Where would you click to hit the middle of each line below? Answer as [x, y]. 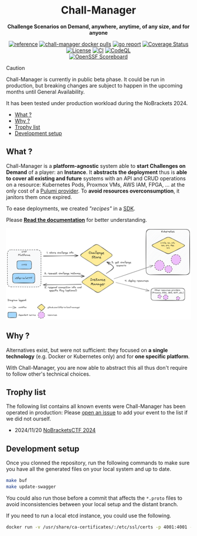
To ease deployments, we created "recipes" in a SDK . [71, 208]
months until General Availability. [45, 92]
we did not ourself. [29, 419]
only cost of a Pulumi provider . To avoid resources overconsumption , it [93, 191]
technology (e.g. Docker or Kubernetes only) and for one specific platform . [98, 356]
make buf [17, 481]
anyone [98, 32]
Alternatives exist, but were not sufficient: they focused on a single [87, 350]
